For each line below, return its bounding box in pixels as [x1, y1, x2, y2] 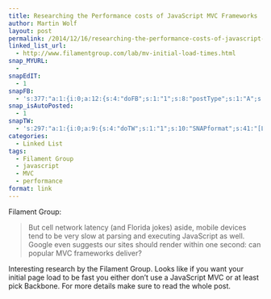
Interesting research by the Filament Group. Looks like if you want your [8, 263, 244, 273]
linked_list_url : [8, 42, 67, 50]
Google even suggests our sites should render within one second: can [27, 239, 261, 249]
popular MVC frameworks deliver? [27, 248, 143, 258]
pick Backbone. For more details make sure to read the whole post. [8, 280, 231, 291]
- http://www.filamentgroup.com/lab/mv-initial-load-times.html [15, 49, 236, 57]
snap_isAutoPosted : [8, 102, 74, 110]
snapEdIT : [8, 72, 42, 80]
